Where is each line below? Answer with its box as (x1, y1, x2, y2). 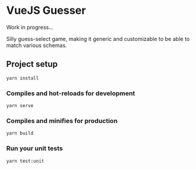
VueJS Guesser (6, 4, 86, 17)
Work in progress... (6, 24, 54, 31)
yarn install (6, 75, 39, 81)
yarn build (6, 130, 34, 136)
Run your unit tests (6, 144, 63, 153)
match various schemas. (6, 42, 68, 49)
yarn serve (6, 103, 34, 109)
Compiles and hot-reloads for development (6, 89, 136, 97)
